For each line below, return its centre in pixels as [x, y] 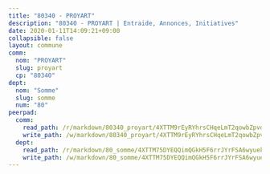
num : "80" [32, 105]
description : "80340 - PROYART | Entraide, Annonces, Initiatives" [124, 23]
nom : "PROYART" [41, 61]
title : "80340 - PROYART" [51, 16]
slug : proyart [39, 68]
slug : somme [36, 98]
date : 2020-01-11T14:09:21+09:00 [64, 30]
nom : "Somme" [37, 90]
